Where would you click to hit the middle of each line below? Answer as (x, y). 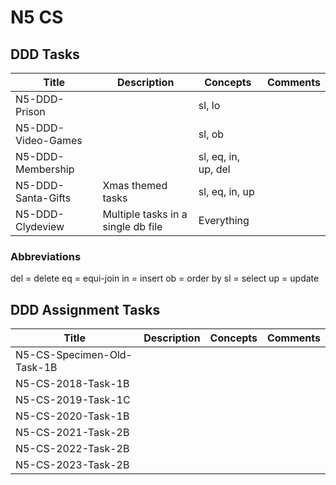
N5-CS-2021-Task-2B (72, 433)
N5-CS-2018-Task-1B (72, 384)
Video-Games (49, 140)
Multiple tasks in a (145, 214)
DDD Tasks (45, 54)
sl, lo (209, 105)
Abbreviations (46, 256)
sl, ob (211, 134)
